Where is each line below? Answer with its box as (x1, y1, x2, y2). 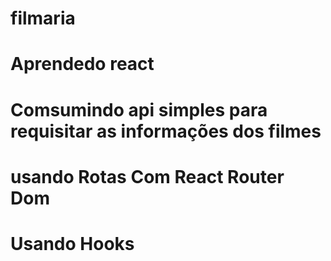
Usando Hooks (10, 232, 135, 255)
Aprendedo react (10, 53, 155, 76)
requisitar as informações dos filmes (10, 120, 322, 142)
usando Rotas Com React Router (10, 165, 285, 188)
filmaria (10, 7, 76, 30)
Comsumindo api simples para (10, 98, 268, 121)
